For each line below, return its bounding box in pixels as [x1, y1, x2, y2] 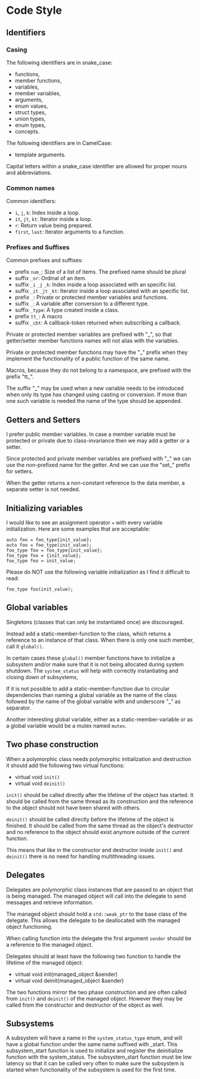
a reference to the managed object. [6, 941, 93, 948]
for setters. [6, 468, 33, 475]
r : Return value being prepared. [14, 222, 93, 229]
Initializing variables [6, 503, 83, 513]
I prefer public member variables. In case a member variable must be [6, 431, 176, 438]
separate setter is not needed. [6, 486, 81, 493]
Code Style [6, 4, 63, 17]
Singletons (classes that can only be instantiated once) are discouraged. [6, 618, 184, 626]
